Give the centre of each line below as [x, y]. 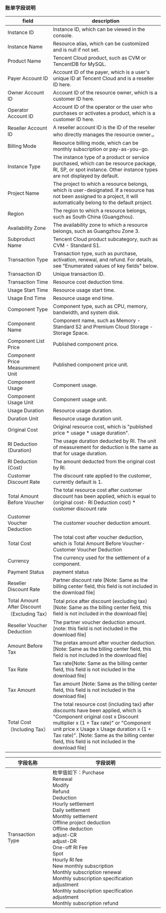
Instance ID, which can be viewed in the [99, 29]
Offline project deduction [82, 823]
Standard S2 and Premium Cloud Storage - [103, 327]
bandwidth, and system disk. [86, 312]
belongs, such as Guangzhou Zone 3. [96, 231]
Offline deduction [73, 829]
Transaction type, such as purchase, [95, 253]
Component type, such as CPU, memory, [100, 306]
